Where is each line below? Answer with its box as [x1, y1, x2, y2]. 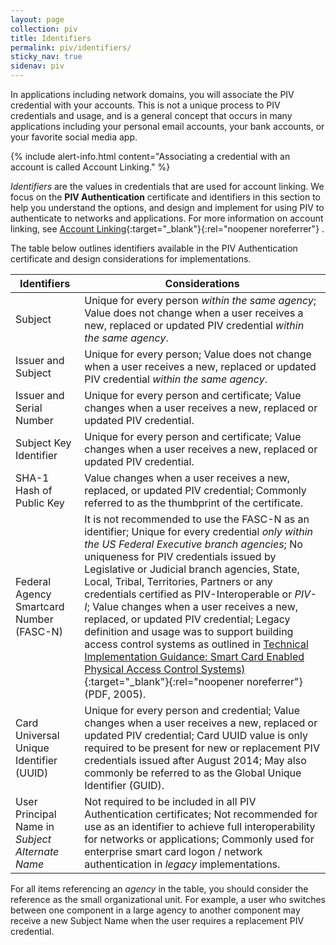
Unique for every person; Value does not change [84, 347, 312, 361]
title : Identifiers [10, 33, 92, 43]
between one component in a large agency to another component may [10, 904, 301, 916]
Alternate [15, 845, 60, 858]
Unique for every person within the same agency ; [84, 294, 317, 307]
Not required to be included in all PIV [84, 795, 257, 808]
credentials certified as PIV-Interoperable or [84, 587, 293, 601]
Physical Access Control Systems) [84, 662, 246, 676]
